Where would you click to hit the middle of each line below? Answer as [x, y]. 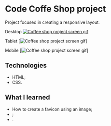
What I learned [28, 98]
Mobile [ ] [47, 50]
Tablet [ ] [46, 41]
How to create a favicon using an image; [52, 109]
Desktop [13, 31]
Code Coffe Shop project [55, 9]
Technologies [26, 65]
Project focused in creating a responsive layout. [52, 22]
